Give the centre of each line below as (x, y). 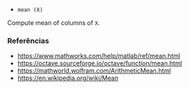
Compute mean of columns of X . (54, 23)
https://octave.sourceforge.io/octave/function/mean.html (100, 63)
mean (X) (30, 10)
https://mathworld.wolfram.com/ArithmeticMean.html (94, 71)
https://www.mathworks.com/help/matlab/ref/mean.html (99, 56)
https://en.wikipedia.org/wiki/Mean (68, 78)
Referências (28, 40)
